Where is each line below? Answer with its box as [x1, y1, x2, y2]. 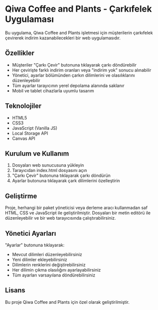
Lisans [5, 286, 26, 294]
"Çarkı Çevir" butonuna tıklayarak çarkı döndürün [12, 172, 111, 178]
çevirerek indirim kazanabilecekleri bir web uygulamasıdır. [5, 35, 121, 41]
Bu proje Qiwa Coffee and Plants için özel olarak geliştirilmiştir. [5, 299, 130, 305]
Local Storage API [12, 130, 48, 136]
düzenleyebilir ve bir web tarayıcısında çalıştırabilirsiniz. [5, 215, 116, 221]
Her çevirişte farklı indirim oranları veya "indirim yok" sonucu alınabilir [12, 67, 152, 73]
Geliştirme [5, 192, 37, 200]
